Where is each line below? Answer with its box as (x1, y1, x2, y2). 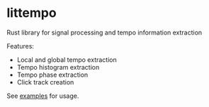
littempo (6, 5, 57, 21)
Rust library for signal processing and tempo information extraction (6, 28, 203, 37)
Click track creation (16, 77, 74, 86)
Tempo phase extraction (16, 70, 89, 79)
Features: (6, 42, 35, 50)
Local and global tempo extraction (16, 55, 118, 64)
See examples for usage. (6, 92, 79, 100)
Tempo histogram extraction (16, 63, 100, 71)
